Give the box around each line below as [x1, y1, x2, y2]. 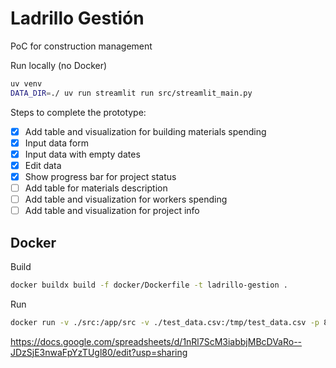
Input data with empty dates [24, 148, 141, 160]
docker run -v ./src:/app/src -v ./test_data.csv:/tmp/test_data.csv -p [10, 317, 320, 327]
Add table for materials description [24, 182, 168, 194]
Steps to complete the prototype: [10, 106, 147, 118]
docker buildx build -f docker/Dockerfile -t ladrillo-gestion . [10, 280, 288, 290]
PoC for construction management [10, 40, 153, 52]
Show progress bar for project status [24, 170, 177, 182]
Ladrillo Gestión [10, 7, 145, 30]
